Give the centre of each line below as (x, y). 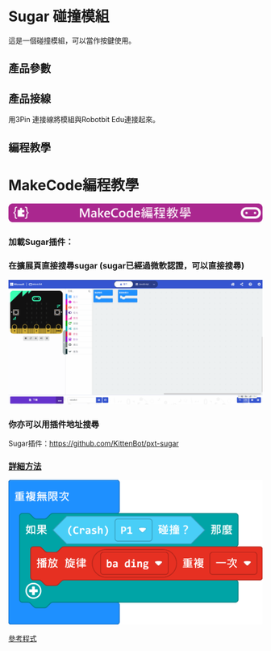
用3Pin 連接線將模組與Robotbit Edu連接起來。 (84, 120)
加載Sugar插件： (41, 242)
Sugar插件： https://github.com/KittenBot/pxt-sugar (94, 443)
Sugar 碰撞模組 (59, 17)
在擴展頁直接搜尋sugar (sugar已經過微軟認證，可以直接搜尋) (126, 266)
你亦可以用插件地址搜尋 (54, 424)
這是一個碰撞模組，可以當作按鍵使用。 (72, 40)
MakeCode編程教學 (74, 185)
